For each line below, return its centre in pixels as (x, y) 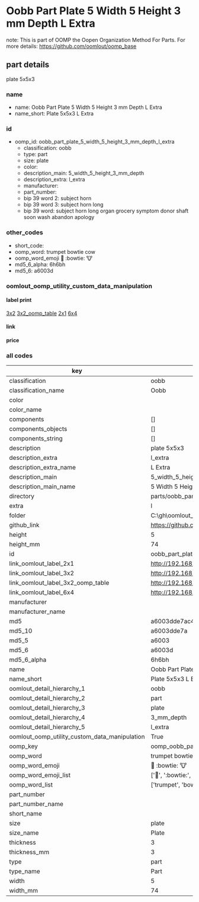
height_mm (25, 545)
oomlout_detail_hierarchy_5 (47, 727)
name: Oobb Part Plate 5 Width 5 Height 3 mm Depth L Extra (89, 107)
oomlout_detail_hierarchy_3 (47, 708)
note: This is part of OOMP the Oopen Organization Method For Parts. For (96, 40)
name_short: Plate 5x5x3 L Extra (54, 114)
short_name (26, 814)
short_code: (29, 245)
